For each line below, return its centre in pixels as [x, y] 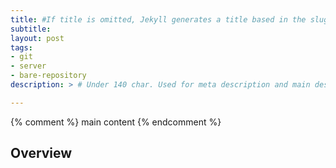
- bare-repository [48, 76]
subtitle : [31, 29]
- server [28, 66]
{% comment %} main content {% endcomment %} [116, 122]
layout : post [37, 38]
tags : [21, 47]
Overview [41, 153]
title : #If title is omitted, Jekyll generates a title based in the [158, 19]
